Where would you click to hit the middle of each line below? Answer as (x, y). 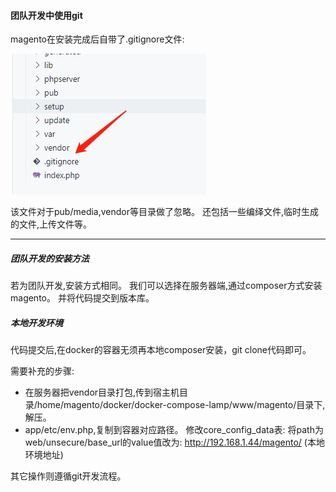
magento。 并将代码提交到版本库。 (82, 298)
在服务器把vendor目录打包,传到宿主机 (102, 392)
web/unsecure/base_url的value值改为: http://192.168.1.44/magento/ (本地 (174, 442)
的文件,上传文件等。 (51, 224)
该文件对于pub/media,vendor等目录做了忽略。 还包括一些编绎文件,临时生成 (164, 212)
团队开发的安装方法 (50, 258)
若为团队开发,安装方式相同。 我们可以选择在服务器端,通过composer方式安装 (166, 286)
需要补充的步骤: (42, 371)
